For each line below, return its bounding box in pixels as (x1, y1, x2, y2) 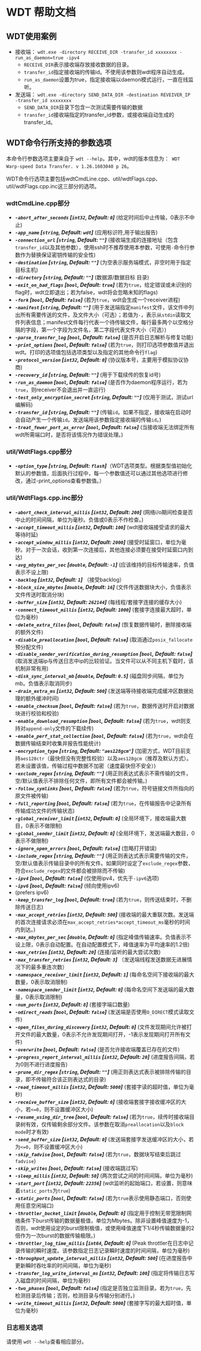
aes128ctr (20, 756, 45, 762)
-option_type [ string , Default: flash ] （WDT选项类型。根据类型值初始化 (14, 462, 193, 469)
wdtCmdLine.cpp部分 (6, 199, 70, 207)
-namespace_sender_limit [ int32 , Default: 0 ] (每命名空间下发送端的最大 (14, 985, 190, 993)
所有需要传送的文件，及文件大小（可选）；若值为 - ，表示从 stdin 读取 (20, 311, 186, 318)
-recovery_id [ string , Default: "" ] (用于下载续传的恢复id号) (14, 371, 162, 378)
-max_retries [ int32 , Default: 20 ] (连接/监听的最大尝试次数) (14, 948, 161, 955)
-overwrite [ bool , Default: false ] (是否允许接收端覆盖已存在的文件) (14, 1045, 180, 1053)
